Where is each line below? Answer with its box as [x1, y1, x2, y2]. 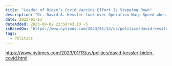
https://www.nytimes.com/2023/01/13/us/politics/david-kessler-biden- [5, 49, 155, 56]
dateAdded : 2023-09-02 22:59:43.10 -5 [5, 21, 88, 27]
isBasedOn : [5, 26, 29, 31]
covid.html [5, 55, 28, 61]
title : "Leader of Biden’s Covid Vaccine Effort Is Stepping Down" [5, 7, 153, 13]
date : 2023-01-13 [5, 17, 42, 22]
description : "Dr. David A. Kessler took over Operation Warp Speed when [5, 12, 166, 17]
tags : [5, 31, 17, 36]
